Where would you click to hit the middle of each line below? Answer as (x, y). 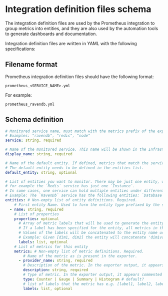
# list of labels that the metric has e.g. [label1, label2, (88, 284)
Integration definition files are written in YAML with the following (71, 43)
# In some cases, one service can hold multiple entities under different (85, 191)
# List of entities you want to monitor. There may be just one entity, (82, 181)
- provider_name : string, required (55, 261)
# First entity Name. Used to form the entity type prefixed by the (87, 205)
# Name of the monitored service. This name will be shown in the (76, 150)
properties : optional (36, 219)
